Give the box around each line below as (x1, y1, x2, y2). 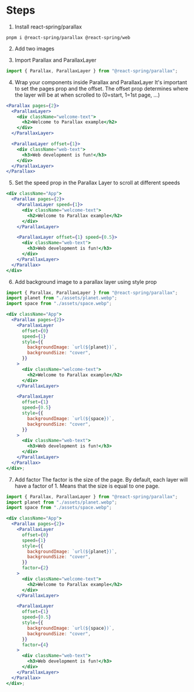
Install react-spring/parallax (14, 23, 83, 30)
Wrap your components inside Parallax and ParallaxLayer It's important (14, 78, 188, 86)
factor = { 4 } (21, 642, 49, 648)
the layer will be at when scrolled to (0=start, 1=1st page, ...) (14, 91, 160, 98)
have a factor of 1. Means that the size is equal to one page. (14, 482, 160, 489)
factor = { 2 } (21, 565, 49, 571)
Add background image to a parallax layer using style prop (14, 278, 157, 285)
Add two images (14, 45, 55, 52)
